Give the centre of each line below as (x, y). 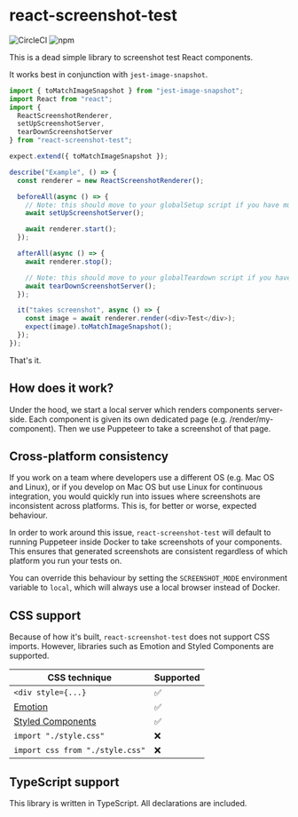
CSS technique (80, 678)
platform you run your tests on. (66, 561)
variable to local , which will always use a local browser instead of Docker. (145, 588)
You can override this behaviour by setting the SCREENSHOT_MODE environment (149, 578)
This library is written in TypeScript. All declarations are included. (128, 804)
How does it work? (62, 389)
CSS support (45, 615)
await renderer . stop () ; (69, 262)
